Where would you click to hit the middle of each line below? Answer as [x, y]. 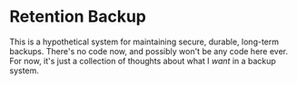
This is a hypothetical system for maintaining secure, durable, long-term [144, 42]
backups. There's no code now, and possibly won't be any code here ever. [149, 51]
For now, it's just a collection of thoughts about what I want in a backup [143, 61]
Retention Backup [78, 17]
